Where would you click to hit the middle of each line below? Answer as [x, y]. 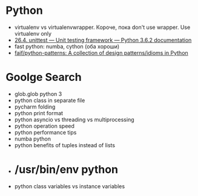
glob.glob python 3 [38, 93]
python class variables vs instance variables [70, 186]
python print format [39, 113]
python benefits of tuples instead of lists [65, 145]
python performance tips [45, 132]
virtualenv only [33, 33]
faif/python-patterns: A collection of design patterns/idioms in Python [101, 52]
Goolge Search [44, 77]
